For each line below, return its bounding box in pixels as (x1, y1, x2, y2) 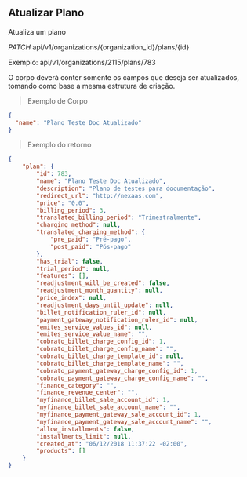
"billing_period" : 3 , (36, 206, 107, 214)
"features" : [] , (36, 272, 89, 280)
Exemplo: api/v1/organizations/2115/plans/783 (8, 57, 157, 67)
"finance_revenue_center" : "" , (36, 388, 139, 397)
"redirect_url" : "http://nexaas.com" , (36, 191, 163, 199)
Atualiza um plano (8, 27, 67, 36)
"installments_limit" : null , (36, 432, 132, 440)
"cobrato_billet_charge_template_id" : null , (36, 352, 184, 360)
